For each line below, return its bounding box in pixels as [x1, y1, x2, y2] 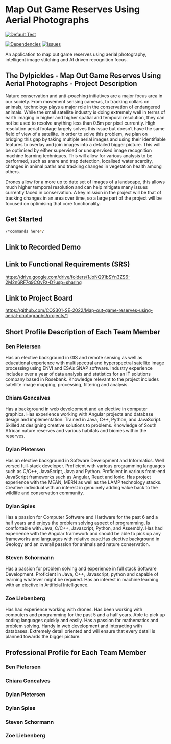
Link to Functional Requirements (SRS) [5, 260, 130, 269]
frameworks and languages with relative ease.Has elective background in [5, 536, 160, 542]
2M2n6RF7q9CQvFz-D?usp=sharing [5, 279, 82, 285]
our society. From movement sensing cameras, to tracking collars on [5, 98, 150, 104]
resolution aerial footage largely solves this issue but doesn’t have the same [5, 125, 165, 131]
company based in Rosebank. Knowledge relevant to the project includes [5, 376, 159, 382]
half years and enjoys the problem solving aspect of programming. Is [5, 519, 151, 526]
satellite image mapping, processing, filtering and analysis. [5, 382, 129, 388]
